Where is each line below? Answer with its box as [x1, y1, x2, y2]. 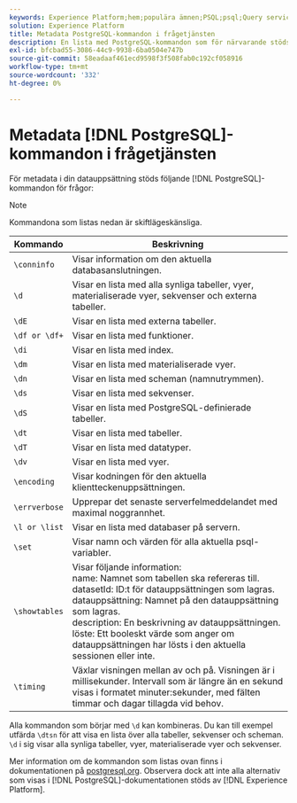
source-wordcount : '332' [9, 71, 101, 80]
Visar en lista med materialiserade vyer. [72, 358, 236, 370]
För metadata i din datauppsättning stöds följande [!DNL [9, 173, 214, 183]
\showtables [13, 606, 65, 616]
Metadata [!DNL [9, 125, 128, 144]
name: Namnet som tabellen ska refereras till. [72, 572, 260, 584]
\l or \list [13, 522, 65, 532]
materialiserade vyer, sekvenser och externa [72, 289, 257, 301]
